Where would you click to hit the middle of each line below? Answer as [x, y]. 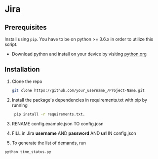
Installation [22, 69]
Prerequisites [26, 27]
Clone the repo [27, 81]
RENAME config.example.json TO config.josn [58, 123]
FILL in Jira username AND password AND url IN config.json [74, 133]
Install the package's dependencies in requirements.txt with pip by [79, 100]
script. [11, 44]
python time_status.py [28, 152]
